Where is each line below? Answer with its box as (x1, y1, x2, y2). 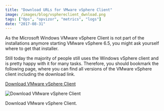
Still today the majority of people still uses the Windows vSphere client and (5, 55, 159, 61)
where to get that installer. (5, 45, 59, 51)
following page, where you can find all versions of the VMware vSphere (5, 66, 152, 72)
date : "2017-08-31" (5, 21, 46, 26)
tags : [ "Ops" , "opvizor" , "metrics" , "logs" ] (5, 16, 101, 21)
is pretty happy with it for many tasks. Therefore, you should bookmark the (5, 60, 159, 66)
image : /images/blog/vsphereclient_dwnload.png (5, 12, 106, 17)
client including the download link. (5, 71, 76, 77)
